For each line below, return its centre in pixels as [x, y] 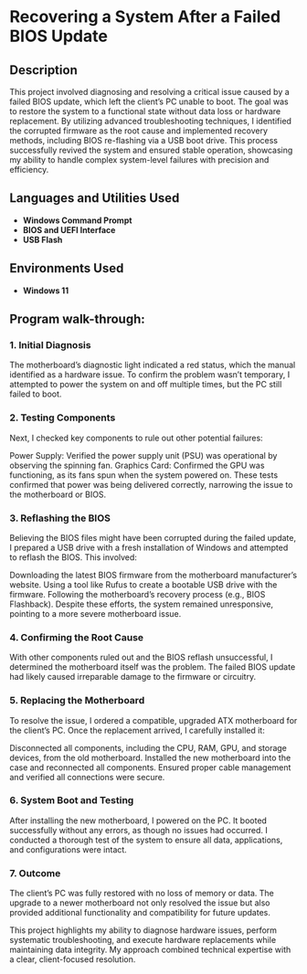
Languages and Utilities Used [95, 198]
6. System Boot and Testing [72, 800]
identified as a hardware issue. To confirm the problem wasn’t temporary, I [150, 375]
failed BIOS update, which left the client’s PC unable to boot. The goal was [149, 101]
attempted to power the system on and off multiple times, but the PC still [146, 385]
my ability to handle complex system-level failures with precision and [139, 160]
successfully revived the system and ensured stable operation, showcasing [151, 150]
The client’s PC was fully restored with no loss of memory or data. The [142, 894]
